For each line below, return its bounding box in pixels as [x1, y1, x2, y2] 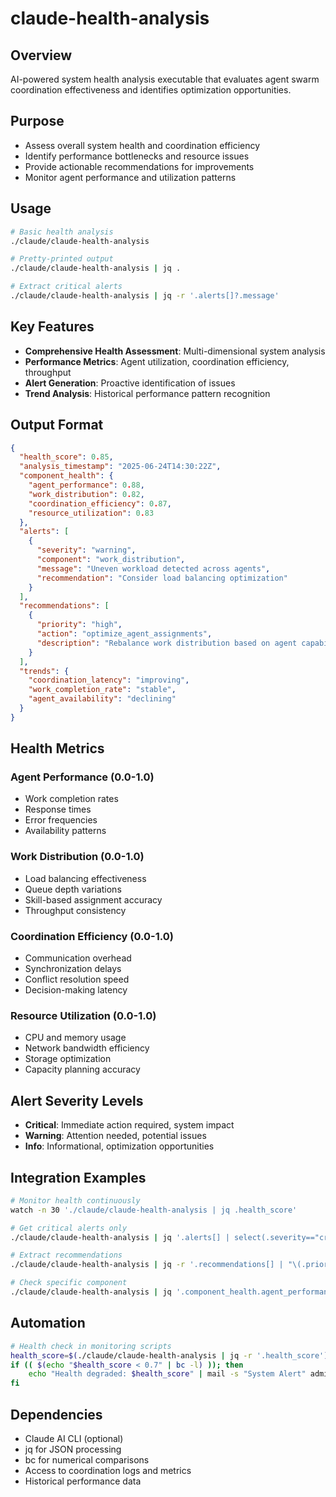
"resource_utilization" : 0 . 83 [28, 508, 155, 518]
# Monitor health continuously [10, 1195, 141, 1206]
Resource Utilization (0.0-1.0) [10, 1008, 157, 1022]
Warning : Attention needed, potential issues [24, 1130, 207, 1142]
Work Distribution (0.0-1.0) [10, 850, 145, 864]
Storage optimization [24, 1053, 112, 1065]
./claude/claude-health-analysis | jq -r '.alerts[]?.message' [10, 291, 280, 301]
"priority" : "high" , [36, 620, 123, 630]
